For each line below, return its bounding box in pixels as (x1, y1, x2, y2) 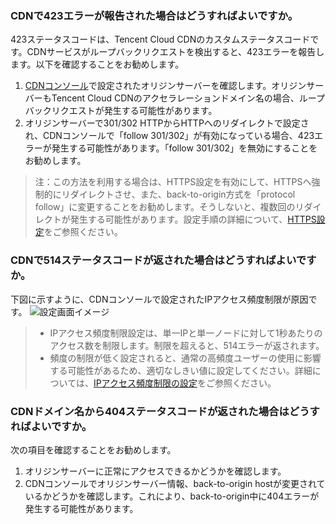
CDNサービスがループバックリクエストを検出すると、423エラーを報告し (26, 46, 325, 58)
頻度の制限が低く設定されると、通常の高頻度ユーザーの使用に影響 (49, 352, 322, 364)
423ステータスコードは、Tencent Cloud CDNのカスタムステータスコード (10, 33, 311, 46)
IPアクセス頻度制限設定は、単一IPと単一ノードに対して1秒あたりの (49, 327, 323, 339)
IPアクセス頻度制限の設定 (93, 377, 198, 389)
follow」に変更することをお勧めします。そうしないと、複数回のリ (34, 201, 305, 213)
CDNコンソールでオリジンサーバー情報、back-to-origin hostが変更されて (24, 477, 326, 489)
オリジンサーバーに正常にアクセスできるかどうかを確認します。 (24, 465, 287, 477)
